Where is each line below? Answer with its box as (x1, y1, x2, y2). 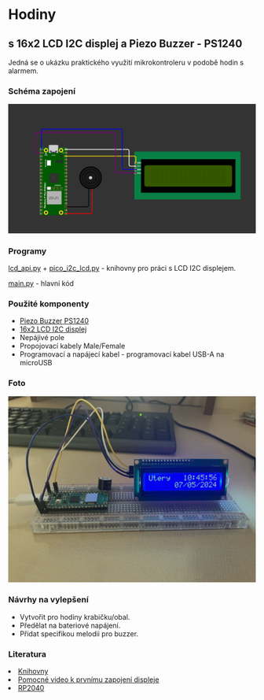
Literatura (8, 648, 47, 659)
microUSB (19, 358, 53, 368)
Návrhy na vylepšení (8, 594, 89, 606)
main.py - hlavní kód (8, 278, 75, 288)
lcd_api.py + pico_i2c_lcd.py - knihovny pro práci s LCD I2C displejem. (8, 263, 236, 272)
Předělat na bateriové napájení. (19, 620, 121, 630)
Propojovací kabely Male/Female (19, 341, 126, 351)
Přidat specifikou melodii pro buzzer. (19, 628, 139, 639)
